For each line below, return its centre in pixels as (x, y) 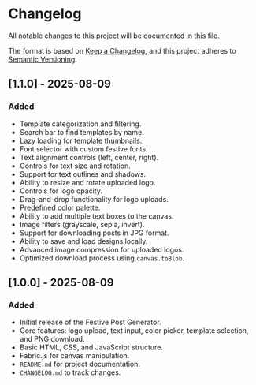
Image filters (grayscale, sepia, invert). (82, 224)
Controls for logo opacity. (61, 191)
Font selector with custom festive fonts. (83, 149)
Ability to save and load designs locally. (83, 241)
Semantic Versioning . (43, 59)
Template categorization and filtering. (80, 124)
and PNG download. (52, 339)
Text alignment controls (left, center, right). (89, 157)
